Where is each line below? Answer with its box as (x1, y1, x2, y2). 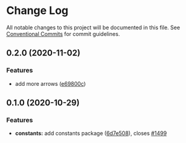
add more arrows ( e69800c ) (15, 80, 86, 87)
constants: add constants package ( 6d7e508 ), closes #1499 (15, 130, 167, 137)
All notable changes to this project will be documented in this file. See (6, 24, 181, 31)
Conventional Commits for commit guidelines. (6, 30, 120, 37)
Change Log (6, 4, 68, 18)
